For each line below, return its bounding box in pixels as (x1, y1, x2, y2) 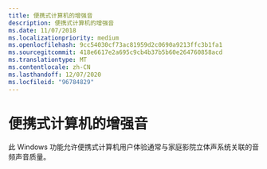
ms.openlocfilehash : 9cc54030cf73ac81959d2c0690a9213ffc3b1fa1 (8, 41, 223, 49)
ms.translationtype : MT (8, 56, 88, 64)
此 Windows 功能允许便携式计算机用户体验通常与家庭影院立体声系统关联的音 (8, 142, 259, 152)
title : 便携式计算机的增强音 (8, 11, 93, 20)
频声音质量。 (8, 152, 50, 162)
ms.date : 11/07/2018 (8, 26, 77, 34)
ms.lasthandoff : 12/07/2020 (8, 71, 102, 79)
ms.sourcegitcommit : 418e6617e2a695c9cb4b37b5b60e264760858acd (8, 48, 223, 56)
